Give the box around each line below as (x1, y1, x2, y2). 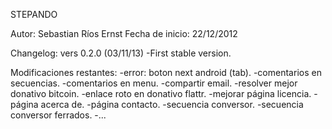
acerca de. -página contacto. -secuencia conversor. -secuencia (40, 99, 304, 110)
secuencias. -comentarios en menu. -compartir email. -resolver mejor (10, 77, 298, 89)
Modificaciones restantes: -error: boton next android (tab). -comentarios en (10, 67, 322, 78)
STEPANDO (10, 9, 58, 20)
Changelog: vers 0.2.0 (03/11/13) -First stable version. (10, 47, 232, 59)
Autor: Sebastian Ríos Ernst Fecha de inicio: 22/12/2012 (10, 28, 238, 39)
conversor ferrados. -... (10, 109, 107, 121)
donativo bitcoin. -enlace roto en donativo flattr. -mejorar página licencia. (10, 88, 312, 99)
